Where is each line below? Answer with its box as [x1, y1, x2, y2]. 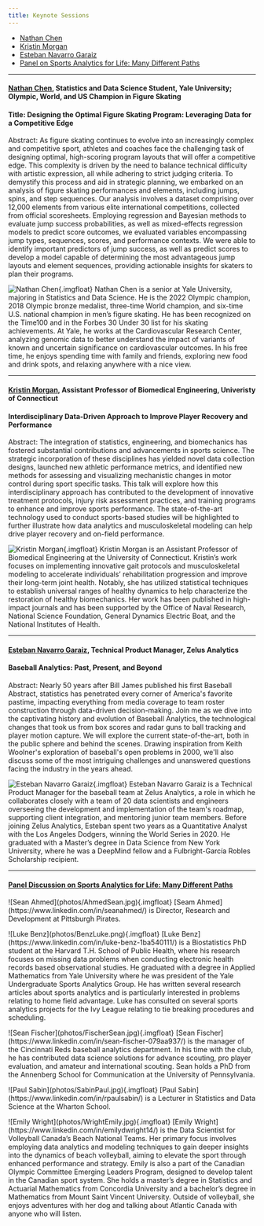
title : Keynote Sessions [8, 11, 90, 20]
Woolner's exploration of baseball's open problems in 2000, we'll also [8, 748, 234, 757]
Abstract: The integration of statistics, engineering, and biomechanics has [8, 437, 247, 447]
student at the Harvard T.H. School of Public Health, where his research [8, 946, 240, 955]
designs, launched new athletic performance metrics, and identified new [8, 462, 243, 472]
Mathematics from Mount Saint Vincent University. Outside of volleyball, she [8, 1192, 255, 1202]
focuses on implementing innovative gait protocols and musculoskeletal [8, 561, 240, 571]
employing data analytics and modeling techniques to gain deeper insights [8, 1142, 249, 1152]
